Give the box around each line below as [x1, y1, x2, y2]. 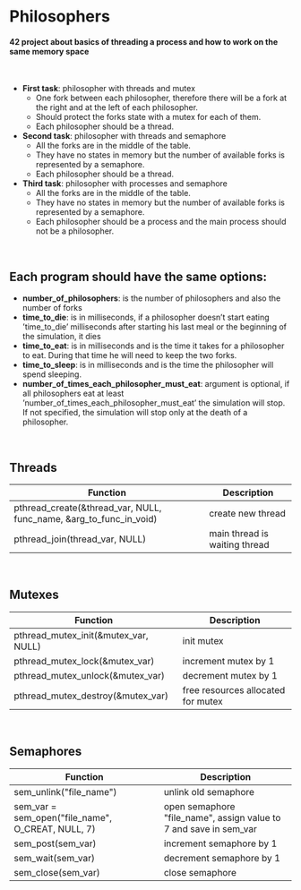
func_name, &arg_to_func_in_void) [13, 513, 158, 526]
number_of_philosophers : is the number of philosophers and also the [21, 293, 281, 304]
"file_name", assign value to [163, 811, 281, 824]
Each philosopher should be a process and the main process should [35, 217, 287, 227]
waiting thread [209, 539, 270, 552]
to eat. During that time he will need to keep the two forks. [21, 350, 237, 361]
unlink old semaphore [163, 785, 255, 798]
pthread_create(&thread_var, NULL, [13, 501, 162, 514]
